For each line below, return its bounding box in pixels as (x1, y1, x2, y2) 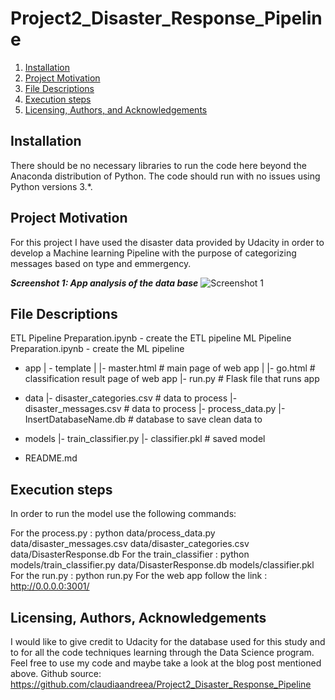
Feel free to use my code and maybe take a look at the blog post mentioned (10, 657, 322, 669)
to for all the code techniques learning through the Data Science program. (10, 647, 315, 658)
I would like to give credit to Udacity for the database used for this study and (10, 636, 326, 647)
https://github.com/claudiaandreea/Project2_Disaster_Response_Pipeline (10, 678, 312, 690)
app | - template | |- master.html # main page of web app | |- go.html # (24, 362, 316, 374)
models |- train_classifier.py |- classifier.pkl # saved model (24, 433, 266, 445)
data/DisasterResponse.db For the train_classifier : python (10, 548, 250, 561)
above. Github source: (10, 668, 102, 679)
